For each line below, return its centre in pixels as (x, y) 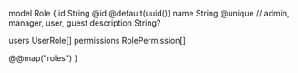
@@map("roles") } (43, 58)
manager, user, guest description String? (85, 23)
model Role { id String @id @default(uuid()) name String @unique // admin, (149, 13)
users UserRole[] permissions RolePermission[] (97, 41)
